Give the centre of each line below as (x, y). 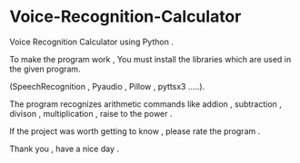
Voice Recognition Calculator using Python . (92, 42)
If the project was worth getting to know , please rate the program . (135, 131)
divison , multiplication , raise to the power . (91, 113)
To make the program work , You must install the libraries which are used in (150, 59)
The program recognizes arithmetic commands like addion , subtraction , (145, 104)
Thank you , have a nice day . (65, 149)
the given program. (45, 69)
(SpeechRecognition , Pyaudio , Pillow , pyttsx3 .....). (107, 86)
